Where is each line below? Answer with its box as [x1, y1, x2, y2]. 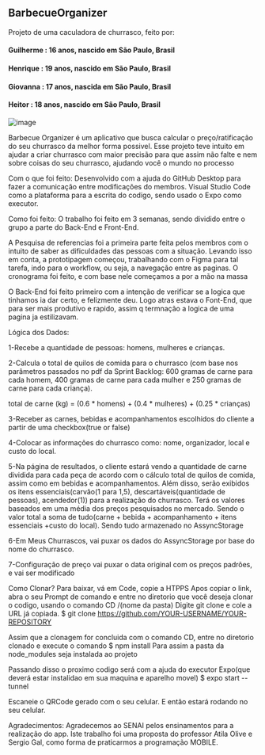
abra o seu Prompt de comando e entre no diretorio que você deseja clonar [8, 592, 254, 601]
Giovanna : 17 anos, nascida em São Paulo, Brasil [8, 82, 172, 91]
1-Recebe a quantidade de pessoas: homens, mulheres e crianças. [8, 342, 225, 352]
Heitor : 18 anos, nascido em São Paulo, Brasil [8, 100, 161, 109]
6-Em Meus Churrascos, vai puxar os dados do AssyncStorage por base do [8, 536, 256, 545]
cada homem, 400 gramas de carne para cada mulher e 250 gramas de [8, 375, 242, 384]
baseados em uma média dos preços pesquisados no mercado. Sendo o [8, 503, 244, 513]
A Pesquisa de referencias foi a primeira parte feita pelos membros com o [8, 238, 249, 247]
